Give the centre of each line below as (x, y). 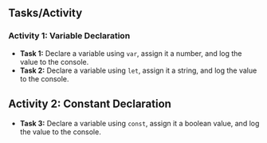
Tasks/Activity (45, 13)
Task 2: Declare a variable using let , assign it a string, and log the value (138, 70)
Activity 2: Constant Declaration (90, 104)
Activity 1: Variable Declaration (69, 36)
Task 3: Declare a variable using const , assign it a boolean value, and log (139, 123)
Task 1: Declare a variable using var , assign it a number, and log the (131, 53)
